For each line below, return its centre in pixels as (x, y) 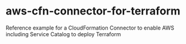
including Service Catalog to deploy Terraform (64, 34)
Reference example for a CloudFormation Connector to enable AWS (90, 28)
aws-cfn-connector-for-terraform (93, 11)
